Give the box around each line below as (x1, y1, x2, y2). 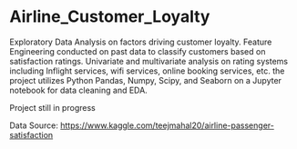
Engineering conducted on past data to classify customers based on (9, 45, 266, 56)
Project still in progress (9, 102, 96, 113)
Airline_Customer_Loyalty (9, 6, 210, 27)
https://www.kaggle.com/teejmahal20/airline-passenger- (60, 120, 275, 131)
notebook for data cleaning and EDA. (9, 84, 148, 95)
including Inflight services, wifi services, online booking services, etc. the (9, 65, 285, 76)
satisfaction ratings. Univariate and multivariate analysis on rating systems (9, 55, 289, 66)
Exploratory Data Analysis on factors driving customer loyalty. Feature (9, 36, 272, 47)
